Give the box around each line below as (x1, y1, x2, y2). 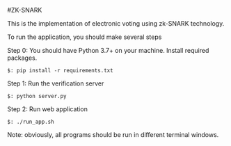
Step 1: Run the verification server (7, 79, 104, 88)
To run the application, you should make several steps (7, 33, 162, 41)
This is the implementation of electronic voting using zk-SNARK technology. (7, 19, 225, 27)
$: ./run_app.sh (7, 118, 54, 125)
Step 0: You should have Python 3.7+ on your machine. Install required (7, 47, 209, 54)
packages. (7, 54, 38, 62)
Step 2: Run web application (7, 105, 88, 113)
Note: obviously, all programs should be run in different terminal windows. (7, 131, 219, 138)
